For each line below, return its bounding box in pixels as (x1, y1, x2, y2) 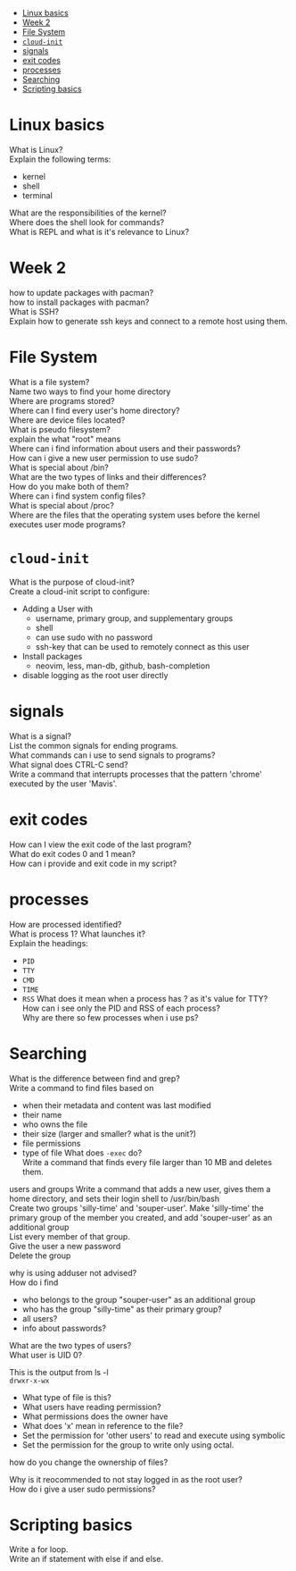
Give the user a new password (9, 1240, 121, 1251)
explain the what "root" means (9, 433, 121, 444)
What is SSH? (9, 306, 60, 316)
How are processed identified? (9, 919, 122, 929)
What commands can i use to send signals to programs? (9, 750, 216, 760)
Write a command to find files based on (9, 1082, 154, 1093)
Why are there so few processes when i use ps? (21, 1012, 199, 1022)
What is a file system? (9, 376, 90, 387)
